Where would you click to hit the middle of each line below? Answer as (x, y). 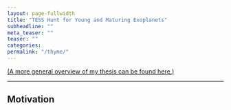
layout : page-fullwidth (41, 13)
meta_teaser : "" (30, 33)
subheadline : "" (30, 26)
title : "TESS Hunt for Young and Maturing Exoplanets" (87, 20)
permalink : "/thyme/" (38, 52)
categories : (24, 45)
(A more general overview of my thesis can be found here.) (91, 71)
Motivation (31, 99)
